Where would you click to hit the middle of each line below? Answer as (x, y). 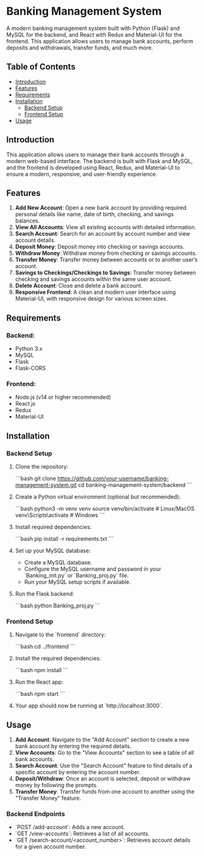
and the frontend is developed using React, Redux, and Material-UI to (93, 167)
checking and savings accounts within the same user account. (93, 279)
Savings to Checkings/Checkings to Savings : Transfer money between (105, 273)
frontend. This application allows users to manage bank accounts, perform (100, 41)
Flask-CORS (30, 368)
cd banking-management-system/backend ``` (135, 485)
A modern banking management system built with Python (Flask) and (93, 28)
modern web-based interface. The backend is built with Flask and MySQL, (100, 161)
